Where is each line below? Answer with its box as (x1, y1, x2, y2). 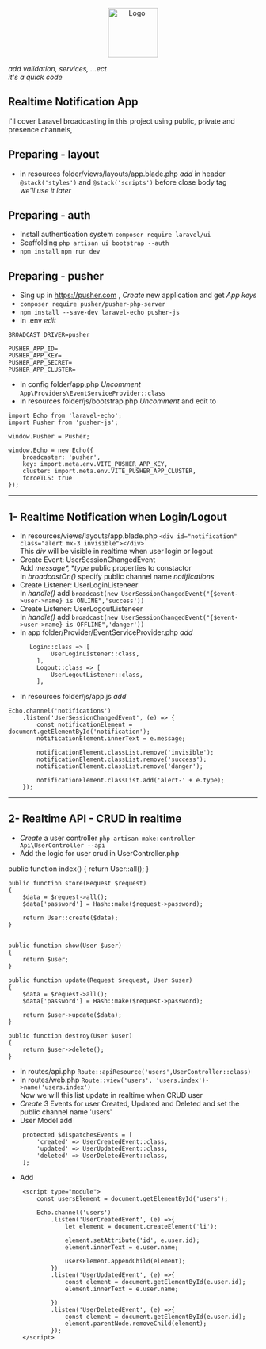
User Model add (19, 1115, 73, 1125)
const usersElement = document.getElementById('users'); (36, 1194, 228, 1202)
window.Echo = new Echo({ (8, 446, 93, 455)
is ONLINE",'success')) (66, 597, 145, 606)
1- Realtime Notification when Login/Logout (8, 510, 227, 523)
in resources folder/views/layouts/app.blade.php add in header (19, 169, 226, 178)
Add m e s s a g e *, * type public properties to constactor (19, 564, 192, 573)
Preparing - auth (8, 208, 91, 222)
